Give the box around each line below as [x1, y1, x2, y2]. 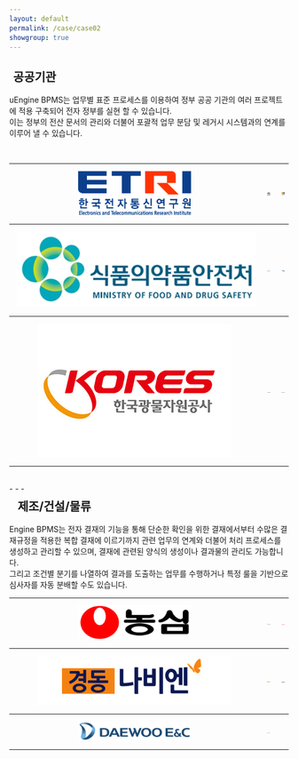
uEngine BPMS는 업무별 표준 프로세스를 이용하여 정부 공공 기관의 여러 [9, 94, 253, 106]
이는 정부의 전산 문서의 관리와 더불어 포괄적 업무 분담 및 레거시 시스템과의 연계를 [9, 116, 286, 128]
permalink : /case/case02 [9, 23, 101, 33]
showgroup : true [9, 33, 69, 42]
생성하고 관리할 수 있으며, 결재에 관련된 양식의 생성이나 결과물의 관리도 [9, 547, 253, 557]
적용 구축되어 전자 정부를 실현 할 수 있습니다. [18, 106, 173, 116]
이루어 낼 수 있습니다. [9, 128, 82, 139]
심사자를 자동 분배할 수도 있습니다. [9, 579, 128, 590]
